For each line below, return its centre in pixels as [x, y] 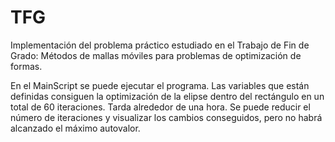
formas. [26, 66]
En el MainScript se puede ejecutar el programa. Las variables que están [160, 85]
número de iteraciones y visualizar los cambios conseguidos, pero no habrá [166, 117]
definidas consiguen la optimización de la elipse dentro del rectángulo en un [167, 96]
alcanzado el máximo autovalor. [75, 128]
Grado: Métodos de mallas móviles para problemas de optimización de [156, 55]
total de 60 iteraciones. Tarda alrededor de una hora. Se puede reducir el [160, 107]
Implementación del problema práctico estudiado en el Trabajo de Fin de [160, 45]
